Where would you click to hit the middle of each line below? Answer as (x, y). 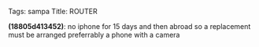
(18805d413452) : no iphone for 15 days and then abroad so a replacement (129, 26)
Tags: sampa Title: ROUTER (53, 11)
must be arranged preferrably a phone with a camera (94, 35)
